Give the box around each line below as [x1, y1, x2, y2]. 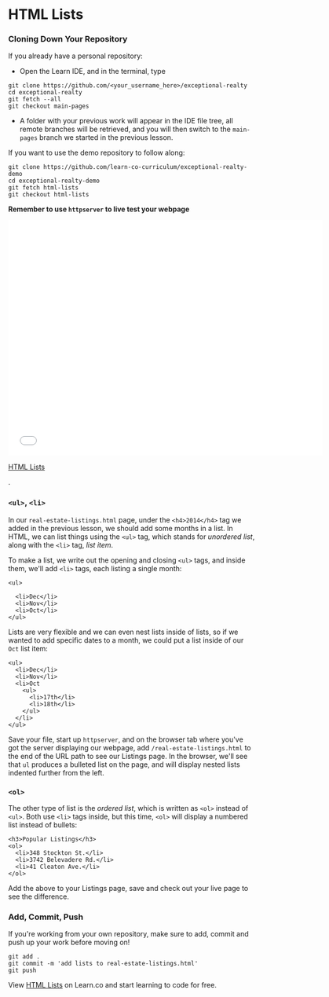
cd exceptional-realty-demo [8, 177, 101, 185]
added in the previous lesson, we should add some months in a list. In [8, 523, 233, 533]
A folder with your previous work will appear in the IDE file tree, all [19, 116, 233, 126]
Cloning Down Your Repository [8, 34, 128, 45]
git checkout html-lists [8, 191, 90, 199]
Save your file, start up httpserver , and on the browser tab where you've [8, 735, 243, 744]
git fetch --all [8, 96, 61, 104]
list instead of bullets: [8, 820, 78, 830]
